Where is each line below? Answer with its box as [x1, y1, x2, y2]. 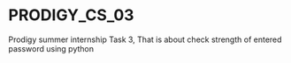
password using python [8, 43, 95, 53]
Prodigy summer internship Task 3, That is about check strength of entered [8, 34, 282, 45]
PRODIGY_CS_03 [8, 5, 134, 25]
